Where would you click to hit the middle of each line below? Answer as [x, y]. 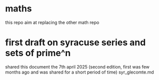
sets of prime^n [38, 53]
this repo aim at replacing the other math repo [52, 22]
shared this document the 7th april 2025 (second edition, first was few [77, 67]
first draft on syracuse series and [76, 42]
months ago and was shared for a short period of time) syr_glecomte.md [80, 72]
